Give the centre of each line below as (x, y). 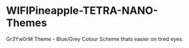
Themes (26, 23)
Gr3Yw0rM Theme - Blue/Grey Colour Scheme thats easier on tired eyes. (95, 39)
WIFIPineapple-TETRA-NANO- (82, 11)
